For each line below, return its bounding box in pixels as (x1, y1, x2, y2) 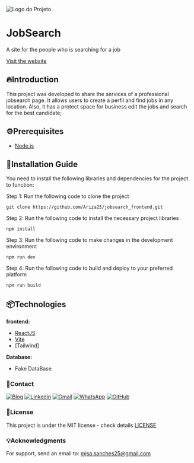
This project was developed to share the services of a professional (6, 90, 169, 97)
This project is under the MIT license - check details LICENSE (6, 422, 157, 429)
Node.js (14, 142, 34, 149)
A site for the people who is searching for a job (6, 46, 120, 53)
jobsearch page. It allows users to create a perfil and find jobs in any (6, 97, 174, 104)
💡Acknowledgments (6, 436, 66, 445)
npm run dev (6, 254, 36, 260)
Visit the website (6, 57, 47, 65)
